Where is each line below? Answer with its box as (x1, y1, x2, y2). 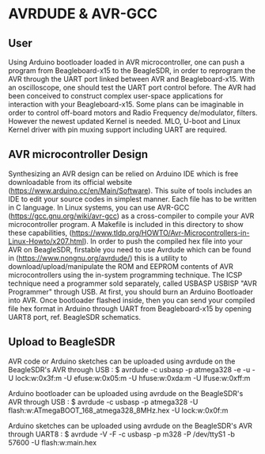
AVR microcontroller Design (8, 148, 149, 161)
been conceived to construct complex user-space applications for (8, 91, 224, 100)
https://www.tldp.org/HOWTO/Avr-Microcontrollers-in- (71, 228, 250, 237)
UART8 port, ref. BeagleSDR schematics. (8, 312, 141, 321)
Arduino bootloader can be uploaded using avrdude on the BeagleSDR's (8, 388, 244, 398)
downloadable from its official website (8, 177, 133, 187)
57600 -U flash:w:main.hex (8, 437, 97, 447)
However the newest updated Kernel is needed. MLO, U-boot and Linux (8, 117, 241, 125)
